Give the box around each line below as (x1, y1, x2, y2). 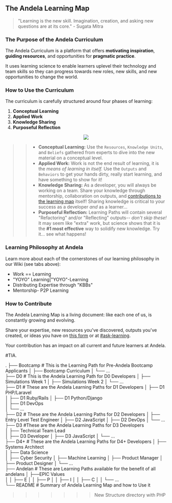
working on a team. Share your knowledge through (38, 187, 146, 194)
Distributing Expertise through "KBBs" (12, 282, 93, 288)
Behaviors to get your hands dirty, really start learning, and (38, 171, 162, 177)
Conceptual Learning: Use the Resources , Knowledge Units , (38, 144, 164, 150)
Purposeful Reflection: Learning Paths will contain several (38, 209, 162, 216)
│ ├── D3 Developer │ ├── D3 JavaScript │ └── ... (5, 433, 115, 439)
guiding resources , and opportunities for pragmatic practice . (5, 53, 136, 59)
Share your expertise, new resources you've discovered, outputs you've (5, 327, 157, 333)
